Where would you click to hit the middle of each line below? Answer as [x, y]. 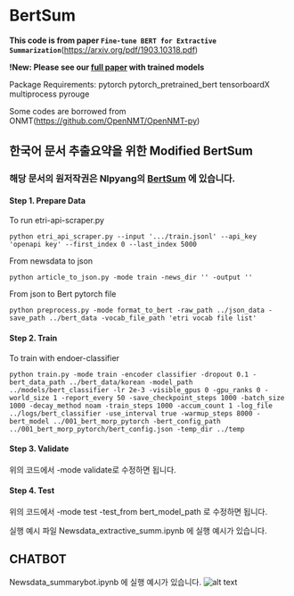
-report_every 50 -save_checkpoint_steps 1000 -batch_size [173, 398]
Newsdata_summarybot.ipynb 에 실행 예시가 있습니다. [106, 582]
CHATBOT [38, 559]
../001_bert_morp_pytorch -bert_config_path [137, 421]
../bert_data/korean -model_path [131, 382]
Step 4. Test [32, 491]
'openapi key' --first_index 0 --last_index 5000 [103, 245]
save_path [28, 318]
